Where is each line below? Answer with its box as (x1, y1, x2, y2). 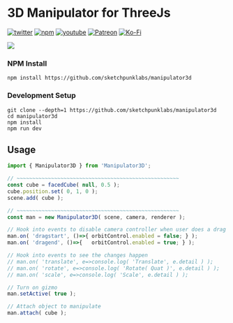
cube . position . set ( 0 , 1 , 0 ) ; (7, 187, 98, 195)
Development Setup (7, 91, 76, 101)
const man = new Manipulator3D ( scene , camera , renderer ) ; (7, 213, 186, 221)
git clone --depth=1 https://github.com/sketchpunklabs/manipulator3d (7, 106, 217, 113)
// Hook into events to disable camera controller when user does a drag (7, 226, 227, 234)
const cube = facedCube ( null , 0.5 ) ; (7, 182, 120, 189)
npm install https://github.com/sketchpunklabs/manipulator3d (7, 75, 192, 82)
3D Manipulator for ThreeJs (7, 5, 171, 21)
